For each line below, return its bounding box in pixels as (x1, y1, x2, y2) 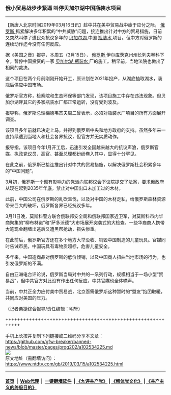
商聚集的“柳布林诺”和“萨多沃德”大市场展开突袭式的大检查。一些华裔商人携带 (5, 219, 165, 226)
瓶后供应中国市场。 (5, 82, 46, 88)
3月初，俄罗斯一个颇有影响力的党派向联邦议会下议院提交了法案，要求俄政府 (5, 179, 164, 185)
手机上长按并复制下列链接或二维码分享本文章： (5, 333, 103, 339)
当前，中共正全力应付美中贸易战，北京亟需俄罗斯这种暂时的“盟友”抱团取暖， (5, 288, 165, 294)
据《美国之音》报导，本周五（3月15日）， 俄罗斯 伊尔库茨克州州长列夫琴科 (5, 52, 160, 58)
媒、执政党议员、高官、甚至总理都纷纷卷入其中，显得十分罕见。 (5, 151, 139, 157)
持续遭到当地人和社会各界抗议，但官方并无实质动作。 (9, 134, 121, 140)
